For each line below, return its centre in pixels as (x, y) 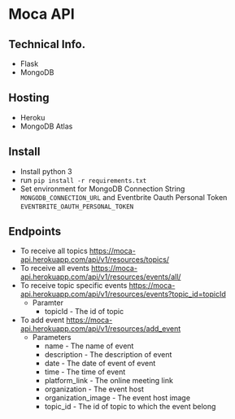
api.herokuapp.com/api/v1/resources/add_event (100, 329)
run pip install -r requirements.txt (83, 180)
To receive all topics (54, 251)
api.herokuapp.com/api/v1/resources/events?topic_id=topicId (123, 295)
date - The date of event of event (100, 364)
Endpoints (35, 231)
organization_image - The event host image (117, 398)
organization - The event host (94, 389)
